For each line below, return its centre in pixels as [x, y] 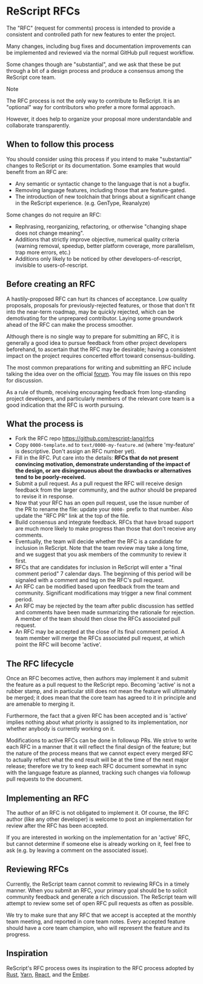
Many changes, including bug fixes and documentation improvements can [99, 46]
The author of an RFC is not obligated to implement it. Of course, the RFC [98, 813]
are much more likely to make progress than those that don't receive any [105, 529]
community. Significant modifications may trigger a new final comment [103, 593]
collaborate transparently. [38, 125]
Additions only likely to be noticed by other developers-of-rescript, [98, 258]
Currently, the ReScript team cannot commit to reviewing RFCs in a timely [98, 884]
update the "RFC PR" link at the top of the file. [72, 516]
